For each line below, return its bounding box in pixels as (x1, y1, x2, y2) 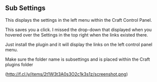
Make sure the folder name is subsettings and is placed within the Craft (5, 56, 150, 62)
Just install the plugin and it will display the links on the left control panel (5, 41, 153, 47)
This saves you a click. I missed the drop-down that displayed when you (5, 27, 152, 33)
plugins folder (5, 61, 34, 67)
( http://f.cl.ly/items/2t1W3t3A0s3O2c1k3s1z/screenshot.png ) (5, 71, 128, 77)
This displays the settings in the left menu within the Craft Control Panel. (5, 17, 152, 23)
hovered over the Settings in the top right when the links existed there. (5, 32, 148, 38)
